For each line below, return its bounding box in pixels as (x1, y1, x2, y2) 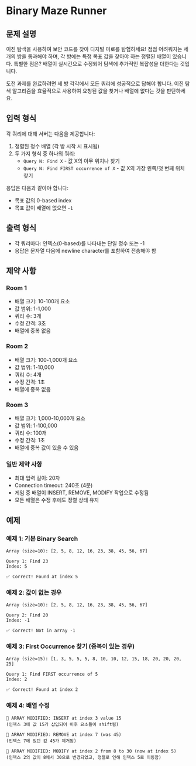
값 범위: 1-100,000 (14, 422, 57, 429)
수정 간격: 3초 (14, 320, 46, 327)
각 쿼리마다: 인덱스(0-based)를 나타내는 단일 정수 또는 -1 (14, 239, 145, 247)
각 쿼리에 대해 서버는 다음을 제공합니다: (6, 130, 95, 137)
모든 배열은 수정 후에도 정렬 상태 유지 (14, 497, 99, 504)
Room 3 (6, 401, 28, 409)
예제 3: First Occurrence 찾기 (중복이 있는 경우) (6, 642, 135, 650)
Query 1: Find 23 (6, 558, 49, 564)
